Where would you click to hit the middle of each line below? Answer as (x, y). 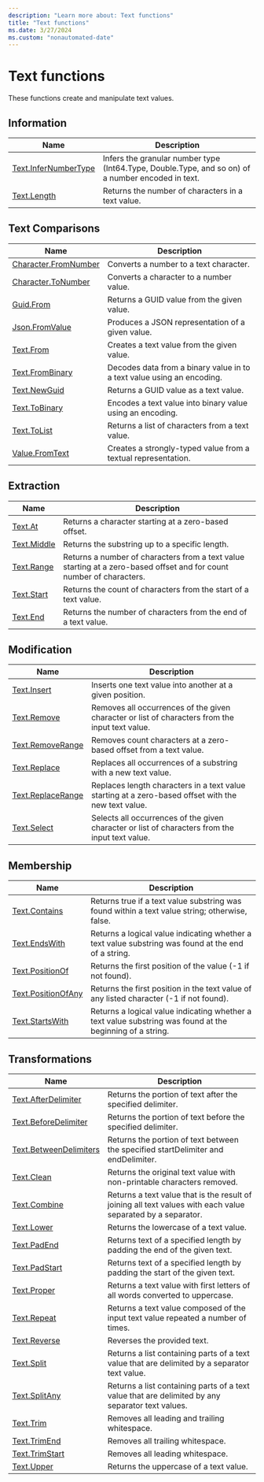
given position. (118, 695)
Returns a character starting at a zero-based (145, 521)
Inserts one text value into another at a (162, 685)
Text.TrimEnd (37, 1441)
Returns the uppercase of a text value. (178, 1467)
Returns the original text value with (171, 1173)
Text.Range (33, 566)
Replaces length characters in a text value (169, 786)
